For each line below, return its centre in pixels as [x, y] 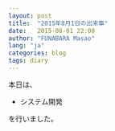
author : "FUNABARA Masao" [51, 38]
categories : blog [37, 53]
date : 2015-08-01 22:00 [51, 31]
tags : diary [28, 61]
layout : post [30, 16]
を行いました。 [33, 118]
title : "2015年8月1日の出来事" [58, 23]
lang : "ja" [27, 46]
